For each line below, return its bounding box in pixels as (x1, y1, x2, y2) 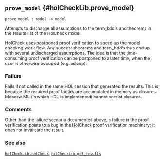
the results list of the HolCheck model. (5, 30, 82, 36)
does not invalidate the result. (5, 127, 65, 133)
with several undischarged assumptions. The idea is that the (5, 50, 126, 56)
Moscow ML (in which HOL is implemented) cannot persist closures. (5, 94, 142, 100)
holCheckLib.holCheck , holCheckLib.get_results (5, 150, 101, 156)
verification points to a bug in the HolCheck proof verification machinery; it (5, 122, 155, 128)
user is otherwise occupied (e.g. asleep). (5, 60, 87, 66)
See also (5, 139, 26, 146)
